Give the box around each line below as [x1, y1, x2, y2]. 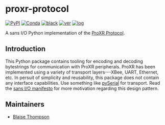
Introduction [5, 44, 46, 54]
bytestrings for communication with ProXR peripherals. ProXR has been [5, 63, 156, 69]
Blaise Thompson [12, 113, 50, 120]
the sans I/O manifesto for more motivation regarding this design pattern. [5, 85, 159, 91]
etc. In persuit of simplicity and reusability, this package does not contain [5, 74, 159, 81]
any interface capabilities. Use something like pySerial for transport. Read [5, 80, 160, 86]
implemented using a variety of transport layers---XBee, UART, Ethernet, [5, 69, 159, 75]
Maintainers [5, 100, 45, 109]
